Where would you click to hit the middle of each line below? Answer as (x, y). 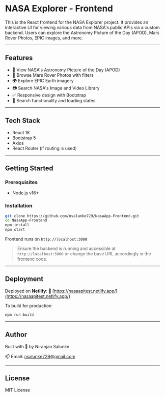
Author (16, 335)
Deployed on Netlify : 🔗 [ (30, 291)
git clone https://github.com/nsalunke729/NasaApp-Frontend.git (72, 216)
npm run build (20, 315)
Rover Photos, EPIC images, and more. (44, 38)
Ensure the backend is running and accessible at (66, 248)
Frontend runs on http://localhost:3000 (46, 239)
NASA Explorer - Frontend (59, 9)
